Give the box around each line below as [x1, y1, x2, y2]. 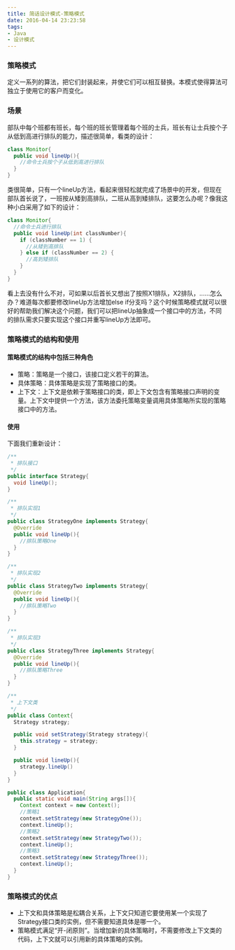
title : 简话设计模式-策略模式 [7, 10, 85, 18]
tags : [7, 23, 23, 30]
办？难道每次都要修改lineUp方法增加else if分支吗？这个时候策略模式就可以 [7, 298, 221, 306]
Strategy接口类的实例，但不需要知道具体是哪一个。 [17, 918, 165, 926]
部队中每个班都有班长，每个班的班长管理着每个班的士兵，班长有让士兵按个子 [7, 123, 228, 132]
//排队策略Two [20, 602, 57, 609]
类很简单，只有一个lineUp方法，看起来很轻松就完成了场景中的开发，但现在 [7, 186, 222, 194]
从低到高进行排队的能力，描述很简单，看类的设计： [7, 132, 155, 140]
